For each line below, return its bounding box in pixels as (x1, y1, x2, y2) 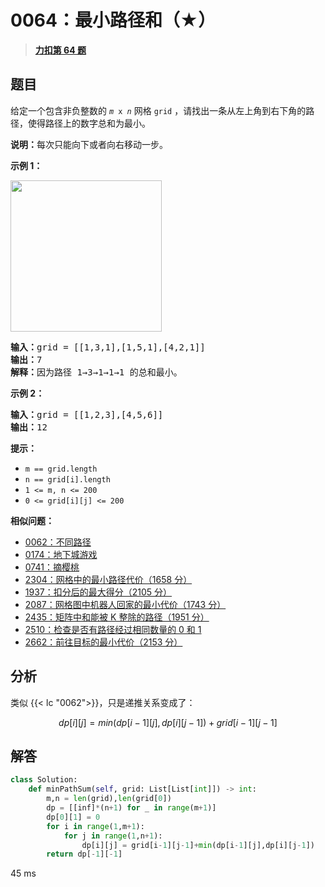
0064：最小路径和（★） (10, 9, 217, 32)
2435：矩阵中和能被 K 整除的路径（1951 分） (24, 611, 210, 623)
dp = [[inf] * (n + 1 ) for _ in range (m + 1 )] (46, 803, 217, 813)
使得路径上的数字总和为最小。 (27, 117, 151, 129)
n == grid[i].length (24, 474, 111, 485)
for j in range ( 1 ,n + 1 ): (63, 831, 163, 841)
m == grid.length (24, 464, 98, 474)
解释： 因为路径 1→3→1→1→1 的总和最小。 (10, 366, 183, 378)
